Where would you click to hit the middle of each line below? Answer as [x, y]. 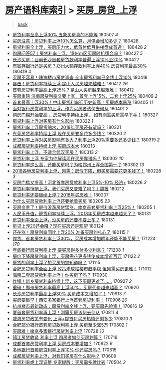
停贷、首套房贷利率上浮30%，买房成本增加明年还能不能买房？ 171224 [84, 238]
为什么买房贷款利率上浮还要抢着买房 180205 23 [61, 201]
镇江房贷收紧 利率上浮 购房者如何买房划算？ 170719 [65, 337]
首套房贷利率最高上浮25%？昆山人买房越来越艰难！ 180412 [73, 90]
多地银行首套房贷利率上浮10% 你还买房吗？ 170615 [64, 350]
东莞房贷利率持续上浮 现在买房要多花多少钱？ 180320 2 [69, 133]
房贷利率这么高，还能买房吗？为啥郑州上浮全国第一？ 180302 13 [78, 165]
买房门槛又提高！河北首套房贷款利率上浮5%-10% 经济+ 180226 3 [80, 182]
